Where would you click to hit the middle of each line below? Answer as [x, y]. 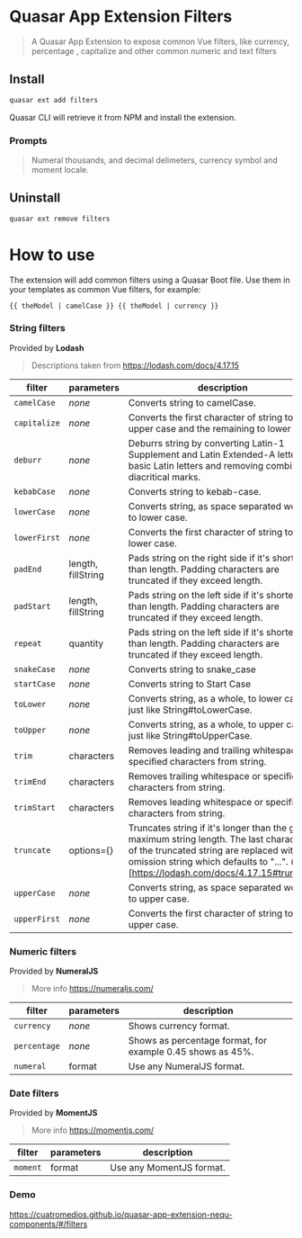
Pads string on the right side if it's [199, 558]
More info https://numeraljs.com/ [93, 989]
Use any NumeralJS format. [187, 1066]
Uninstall [35, 198]
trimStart [35, 807]
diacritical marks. [164, 477]
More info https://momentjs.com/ [93, 1130]
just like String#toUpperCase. [191, 735]
